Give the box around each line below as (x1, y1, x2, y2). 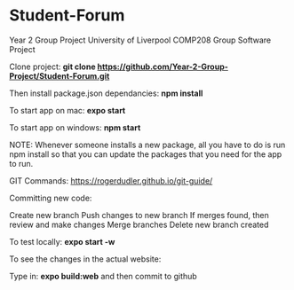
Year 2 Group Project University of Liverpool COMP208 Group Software (9, 35, 272, 45)
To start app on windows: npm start (9, 121, 141, 133)
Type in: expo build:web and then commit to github (9, 270, 197, 281)
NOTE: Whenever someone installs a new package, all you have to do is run (9, 139, 286, 150)
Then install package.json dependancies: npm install (9, 88, 203, 98)
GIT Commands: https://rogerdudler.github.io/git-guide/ (9, 175, 213, 186)
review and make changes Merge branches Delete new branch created (9, 219, 269, 230)
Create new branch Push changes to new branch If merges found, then (9, 209, 269, 220)
